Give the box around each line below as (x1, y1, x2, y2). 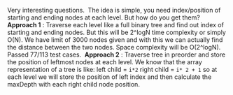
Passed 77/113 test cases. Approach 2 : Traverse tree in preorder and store (7, 50, 226, 59)
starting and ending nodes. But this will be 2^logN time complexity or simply (7, 28, 226, 36)
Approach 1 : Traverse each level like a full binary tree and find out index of (7, 21, 224, 29)
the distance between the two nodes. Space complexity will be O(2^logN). (7, 43, 221, 51)
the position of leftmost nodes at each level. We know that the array (7, 58, 203, 66)
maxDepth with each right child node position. (7, 80, 140, 88)
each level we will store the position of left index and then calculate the (7, 73, 212, 81)
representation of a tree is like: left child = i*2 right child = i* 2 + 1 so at (7, 66, 218, 73)
